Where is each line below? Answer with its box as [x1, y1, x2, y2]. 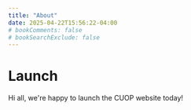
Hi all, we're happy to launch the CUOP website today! [8, 93, 183, 103]
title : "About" [8, 11, 58, 20]
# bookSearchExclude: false [8, 33, 101, 42]
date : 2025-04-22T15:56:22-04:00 [8, 19, 118, 27]
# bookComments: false [8, 26, 83, 34]
